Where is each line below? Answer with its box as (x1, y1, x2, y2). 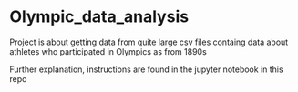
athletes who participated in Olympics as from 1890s (9, 46, 207, 56)
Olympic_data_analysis (9, 6, 190, 27)
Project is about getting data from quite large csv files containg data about (9, 36, 289, 47)
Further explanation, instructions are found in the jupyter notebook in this (9, 64, 284, 75)
